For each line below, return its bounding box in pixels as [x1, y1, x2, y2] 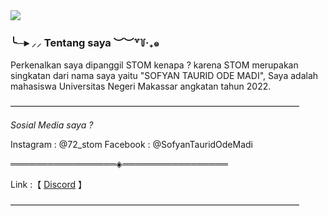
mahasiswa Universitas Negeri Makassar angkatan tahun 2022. [10, 80, 272, 93]
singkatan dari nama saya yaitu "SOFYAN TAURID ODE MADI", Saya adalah [10, 70, 319, 82]
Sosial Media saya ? [10, 119, 94, 131]
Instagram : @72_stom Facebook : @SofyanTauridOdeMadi [10, 139, 254, 151]
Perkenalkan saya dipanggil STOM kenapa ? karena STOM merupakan [10, 59, 299, 71]
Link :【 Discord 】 [10, 179, 87, 191]
